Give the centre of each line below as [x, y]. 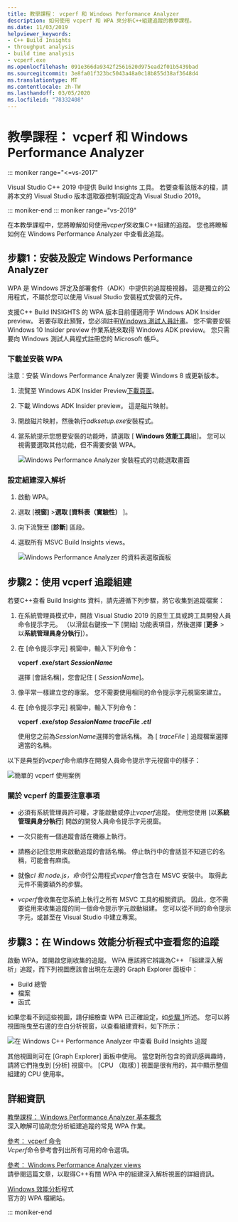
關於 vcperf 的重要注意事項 [54, 795]
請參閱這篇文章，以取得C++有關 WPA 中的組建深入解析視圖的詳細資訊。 [113, 1174]
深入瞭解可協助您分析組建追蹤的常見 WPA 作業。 [79, 1126]
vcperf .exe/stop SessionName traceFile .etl [84, 722]
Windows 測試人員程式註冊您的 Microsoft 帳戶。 [92, 338]
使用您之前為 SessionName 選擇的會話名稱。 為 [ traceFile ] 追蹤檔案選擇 [123, 736]
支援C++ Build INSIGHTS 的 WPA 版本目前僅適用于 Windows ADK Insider [114, 312]
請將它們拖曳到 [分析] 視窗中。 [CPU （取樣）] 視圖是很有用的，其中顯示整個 [118, 1065]
